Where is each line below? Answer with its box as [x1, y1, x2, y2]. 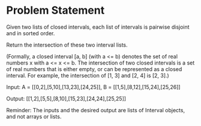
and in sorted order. [6, 29, 55, 36]
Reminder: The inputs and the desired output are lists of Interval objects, [6, 106, 185, 113]
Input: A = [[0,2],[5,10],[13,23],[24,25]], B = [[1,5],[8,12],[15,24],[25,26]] [6, 83, 181, 90]
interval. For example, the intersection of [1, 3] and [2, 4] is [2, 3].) [6, 72, 169, 79]
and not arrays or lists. [6, 113, 62, 120]
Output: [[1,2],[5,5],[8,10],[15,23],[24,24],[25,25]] [6, 95, 127, 102]
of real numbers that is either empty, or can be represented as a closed [6, 65, 182, 72]
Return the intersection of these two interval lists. [6, 41, 128, 48]
